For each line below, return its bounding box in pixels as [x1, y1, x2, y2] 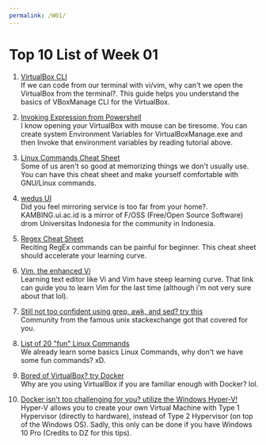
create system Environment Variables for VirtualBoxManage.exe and [20, 129, 243, 138]
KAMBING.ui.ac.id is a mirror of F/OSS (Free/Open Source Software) [20, 210, 244, 220]
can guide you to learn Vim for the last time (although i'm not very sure [20, 282, 252, 292]
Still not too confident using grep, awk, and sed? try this [20, 306, 203, 316]
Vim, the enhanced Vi [20, 266, 91, 275]
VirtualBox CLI [20, 72, 68, 81]
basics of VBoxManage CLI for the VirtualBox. [20, 96, 170, 107]
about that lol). [20, 291, 68, 300]
